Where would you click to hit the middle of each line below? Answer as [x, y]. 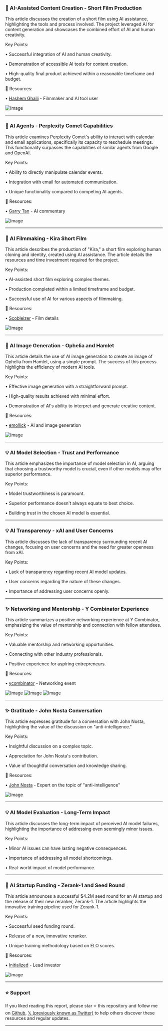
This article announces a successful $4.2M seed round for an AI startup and [84, 896]
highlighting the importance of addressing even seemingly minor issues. [79, 829]
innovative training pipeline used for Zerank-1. [52, 907]
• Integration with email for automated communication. [61, 182]
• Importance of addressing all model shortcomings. [59, 858]
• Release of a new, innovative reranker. [46, 936]
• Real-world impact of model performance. [50, 867]
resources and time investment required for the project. [62, 260]
